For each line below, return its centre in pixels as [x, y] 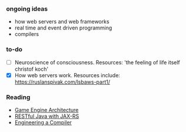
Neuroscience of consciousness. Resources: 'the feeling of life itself [97, 62]
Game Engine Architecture [46, 110]
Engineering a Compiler [43, 123]
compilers [27, 34]
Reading [18, 97]
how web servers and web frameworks [62, 22]
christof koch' [31, 69]
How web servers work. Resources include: [67, 75]
